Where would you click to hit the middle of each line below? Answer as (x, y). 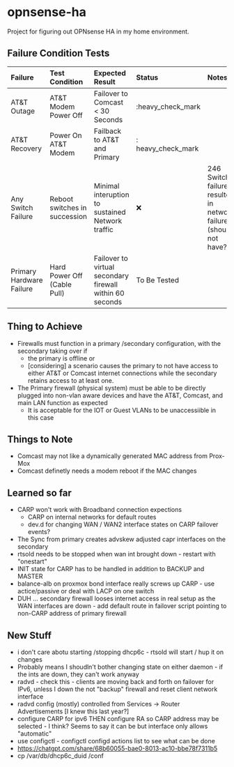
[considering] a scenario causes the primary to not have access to (123, 365)
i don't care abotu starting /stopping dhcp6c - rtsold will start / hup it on (120, 652)
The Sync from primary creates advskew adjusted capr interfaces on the (122, 539)
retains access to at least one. (71, 380)
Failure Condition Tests (58, 53)
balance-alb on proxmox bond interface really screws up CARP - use (116, 584)
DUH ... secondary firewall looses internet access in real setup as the (116, 599)
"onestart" (32, 561)
